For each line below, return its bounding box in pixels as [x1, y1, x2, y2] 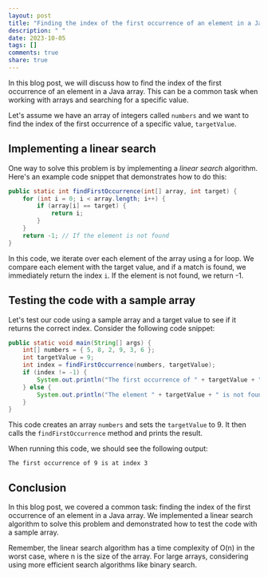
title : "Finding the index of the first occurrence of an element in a [8, 19, 251, 27]
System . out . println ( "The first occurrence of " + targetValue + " [37, 376, 262, 384]
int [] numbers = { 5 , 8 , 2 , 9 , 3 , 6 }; [22, 346, 156, 354]
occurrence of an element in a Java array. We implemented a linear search [8, 511, 254, 520]
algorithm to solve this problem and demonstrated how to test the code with [8, 520, 258, 529]
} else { [22, 383, 52, 391]
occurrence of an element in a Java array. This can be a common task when [8, 86, 258, 96]
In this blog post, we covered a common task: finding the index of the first [8, 502, 251, 512]
